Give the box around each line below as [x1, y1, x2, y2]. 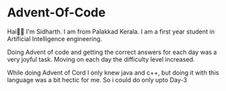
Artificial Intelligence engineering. [7, 34, 102, 42]
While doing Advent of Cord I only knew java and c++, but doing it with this [7, 68, 220, 77]
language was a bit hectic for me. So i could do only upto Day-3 [7, 75, 188, 83]
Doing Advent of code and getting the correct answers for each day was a [7, 48, 218, 56]
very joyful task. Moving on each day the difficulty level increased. [7, 55, 195, 63]
